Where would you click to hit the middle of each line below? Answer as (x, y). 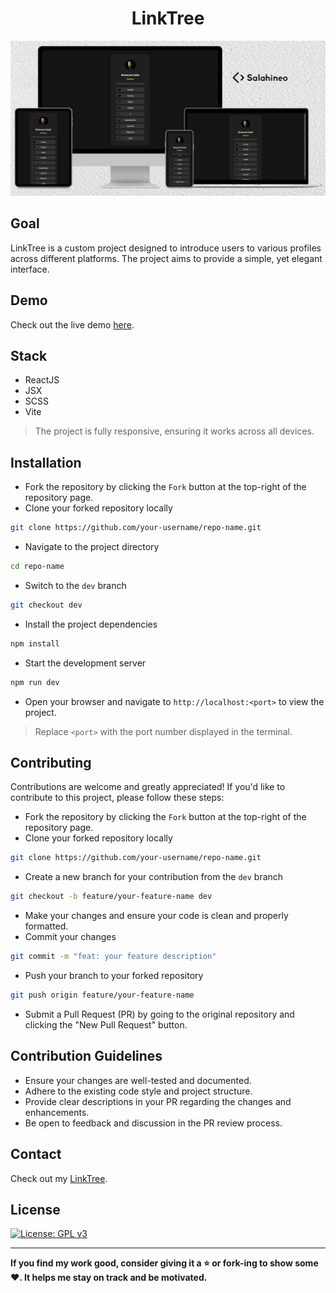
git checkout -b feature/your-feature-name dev (111, 897)
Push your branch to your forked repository (114, 976)
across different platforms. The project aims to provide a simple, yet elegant (166, 258)
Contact (36, 1154)
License (35, 1209)
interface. (30, 269)
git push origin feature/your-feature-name (102, 995)
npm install (35, 643)
